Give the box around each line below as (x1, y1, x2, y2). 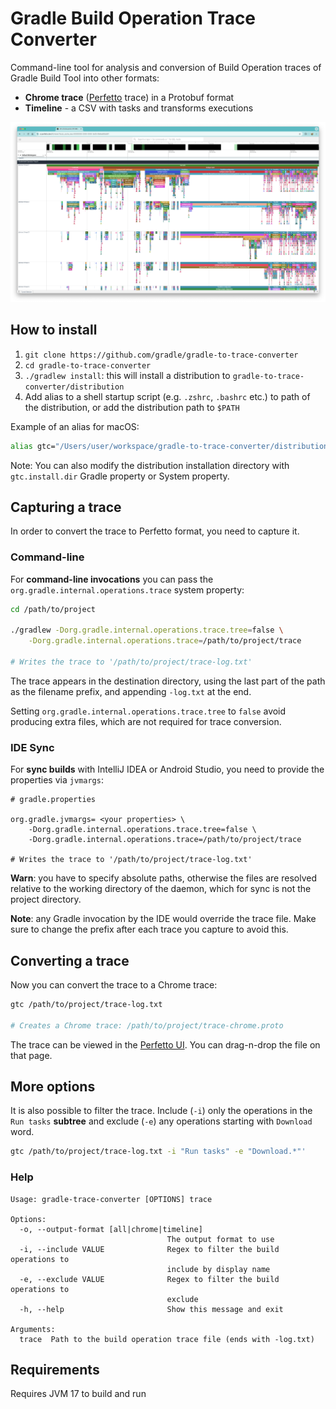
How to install (10, 322, 98, 339)
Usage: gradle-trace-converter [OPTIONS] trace (10, 1194, 213, 1204)
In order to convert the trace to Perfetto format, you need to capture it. (10, 525, 300, 537)
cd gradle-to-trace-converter (24, 360, 152, 371)
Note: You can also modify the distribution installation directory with (10, 459, 290, 471)
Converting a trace (10, 952, 130, 969)
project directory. (10, 893, 82, 906)
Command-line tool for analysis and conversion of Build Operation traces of (10, 61, 322, 73)
